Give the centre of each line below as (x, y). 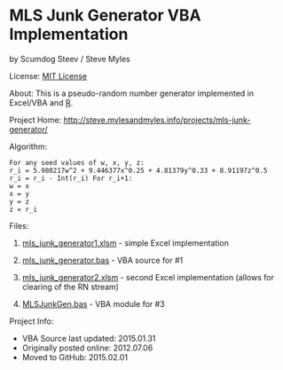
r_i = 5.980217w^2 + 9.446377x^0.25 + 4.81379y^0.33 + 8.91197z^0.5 (138, 170)
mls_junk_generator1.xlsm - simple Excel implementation (125, 243)
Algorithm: (28, 146)
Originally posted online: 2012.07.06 (87, 348)
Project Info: (31, 321)
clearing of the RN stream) (71, 287)
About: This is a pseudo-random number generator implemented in (132, 93)
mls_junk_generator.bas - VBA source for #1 (102, 260)
